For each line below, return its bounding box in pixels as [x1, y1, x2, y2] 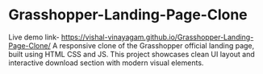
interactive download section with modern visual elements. [8, 58, 204, 68]
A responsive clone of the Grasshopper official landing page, [52, 40, 255, 50]
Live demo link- [8, 32, 60, 42]
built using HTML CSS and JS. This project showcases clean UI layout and [8, 49, 256, 59]
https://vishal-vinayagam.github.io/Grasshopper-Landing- [61, 32, 254, 42]
